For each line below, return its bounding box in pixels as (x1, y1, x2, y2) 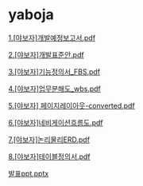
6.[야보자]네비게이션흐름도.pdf (8, 117, 103, 127)
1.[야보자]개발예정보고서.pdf (8, 33, 96, 42)
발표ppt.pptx (8, 168, 49, 178)
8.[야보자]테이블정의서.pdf (8, 152, 91, 161)
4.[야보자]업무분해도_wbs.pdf (8, 84, 102, 93)
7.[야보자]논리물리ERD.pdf (8, 134, 90, 144)
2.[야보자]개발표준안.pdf (8, 49, 85, 59)
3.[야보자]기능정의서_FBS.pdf (8, 66, 101, 77)
